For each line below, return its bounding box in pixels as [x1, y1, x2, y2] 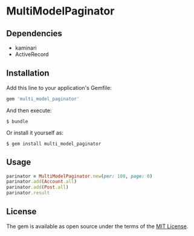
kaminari [15, 44, 37, 51]
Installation [6, 68, 50, 78]
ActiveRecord [15, 51, 50, 58]
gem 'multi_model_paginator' [6, 95, 80, 102]
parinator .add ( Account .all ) [6, 179, 77, 185]
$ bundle [6, 118, 28, 124]
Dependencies [6, 28, 62, 39]
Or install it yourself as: [6, 129, 63, 136]
